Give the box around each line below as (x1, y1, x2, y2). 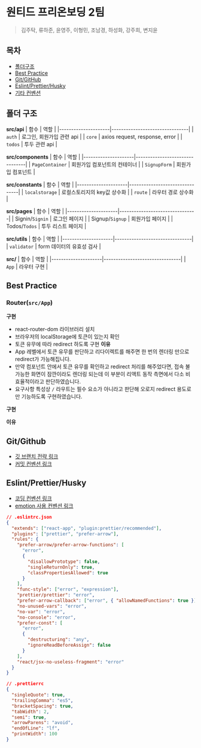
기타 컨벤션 (14, 89, 41, 96)
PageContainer (32, 162, 67, 168)
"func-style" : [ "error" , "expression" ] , (17, 586, 119, 593)
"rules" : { (11, 537, 39, 543)
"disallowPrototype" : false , (28, 558, 100, 565)
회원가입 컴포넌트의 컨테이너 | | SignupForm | (71, 160, 175, 168)
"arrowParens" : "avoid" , (11, 720, 74, 726)
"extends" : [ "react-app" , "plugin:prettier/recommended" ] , (11, 525, 162, 531)
